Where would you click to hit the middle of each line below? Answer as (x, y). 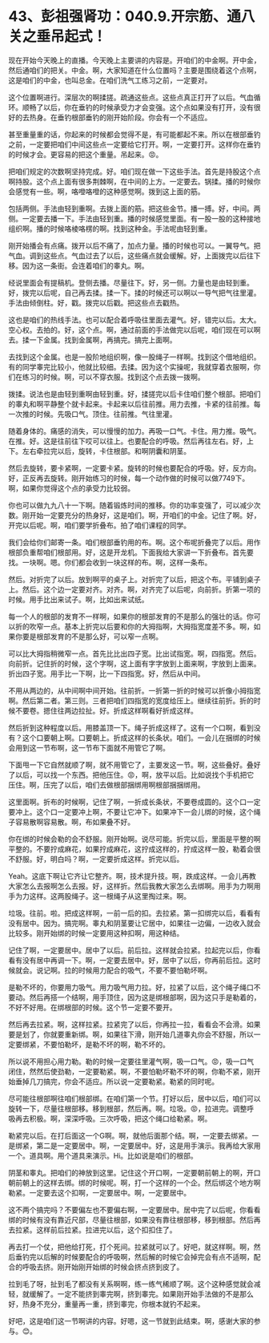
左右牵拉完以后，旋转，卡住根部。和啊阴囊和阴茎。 (106, 451)
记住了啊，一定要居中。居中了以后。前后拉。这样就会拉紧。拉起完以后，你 (131, 950)
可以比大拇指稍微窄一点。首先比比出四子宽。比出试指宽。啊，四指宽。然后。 (134, 653)
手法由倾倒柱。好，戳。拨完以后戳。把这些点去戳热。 (96, 302)
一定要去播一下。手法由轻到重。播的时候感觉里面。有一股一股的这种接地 (141, 218)
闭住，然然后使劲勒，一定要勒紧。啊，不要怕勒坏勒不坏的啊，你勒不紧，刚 (131, 1071)
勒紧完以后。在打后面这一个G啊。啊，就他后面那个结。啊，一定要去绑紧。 (130, 1135)
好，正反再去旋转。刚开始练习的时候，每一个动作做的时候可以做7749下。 (129, 478)
